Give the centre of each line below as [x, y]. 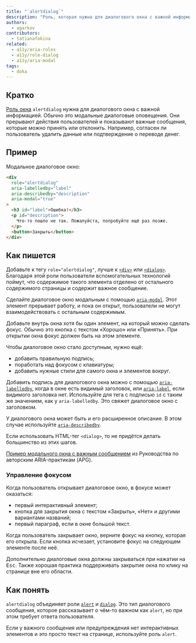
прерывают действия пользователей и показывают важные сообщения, [96, 122]
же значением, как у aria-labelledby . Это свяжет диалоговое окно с [92, 401]
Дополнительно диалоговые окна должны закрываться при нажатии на [96, 559]
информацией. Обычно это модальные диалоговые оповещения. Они [93, 115]
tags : [13, 66]
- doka [19, 71]
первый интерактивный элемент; [56, 505]
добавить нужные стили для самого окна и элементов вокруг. [92, 371]
